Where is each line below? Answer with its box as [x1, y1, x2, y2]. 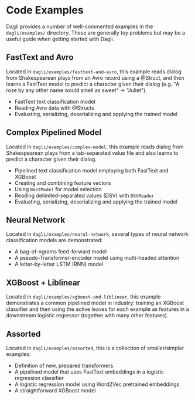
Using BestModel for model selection [14, 185, 102, 192]
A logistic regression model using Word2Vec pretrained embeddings [14, 381, 180, 388]
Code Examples [6, 4, 84, 17]
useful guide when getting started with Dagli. [6, 35, 115, 42]
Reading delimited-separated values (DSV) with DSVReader [14, 192, 155, 199]
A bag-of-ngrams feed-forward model [14, 248, 107, 255]
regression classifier [14, 375, 64, 381]
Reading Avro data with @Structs [14, 104, 95, 111]
